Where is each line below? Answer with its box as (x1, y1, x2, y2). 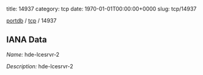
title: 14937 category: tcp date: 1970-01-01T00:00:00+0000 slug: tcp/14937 (6, 5, 197, 12)
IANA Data (6, 35, 47, 45)
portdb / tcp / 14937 (6, 17, 57, 24)
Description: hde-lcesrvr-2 (6, 62, 73, 70)
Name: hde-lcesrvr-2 (6, 51, 60, 58)
